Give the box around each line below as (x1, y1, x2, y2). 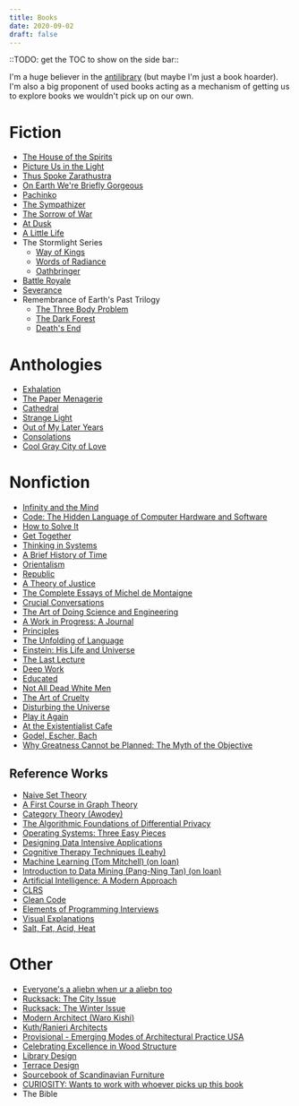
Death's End (35, 323, 81, 334)
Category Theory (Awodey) (21, 809, 124, 819)
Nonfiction (9, 472, 90, 493)
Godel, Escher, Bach (21, 731, 98, 742)
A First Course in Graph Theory (21, 799, 139, 810)
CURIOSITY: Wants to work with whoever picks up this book (21, 1078, 244, 1089)
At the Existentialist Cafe (21, 721, 113, 732)
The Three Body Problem (35, 304, 129, 314)
